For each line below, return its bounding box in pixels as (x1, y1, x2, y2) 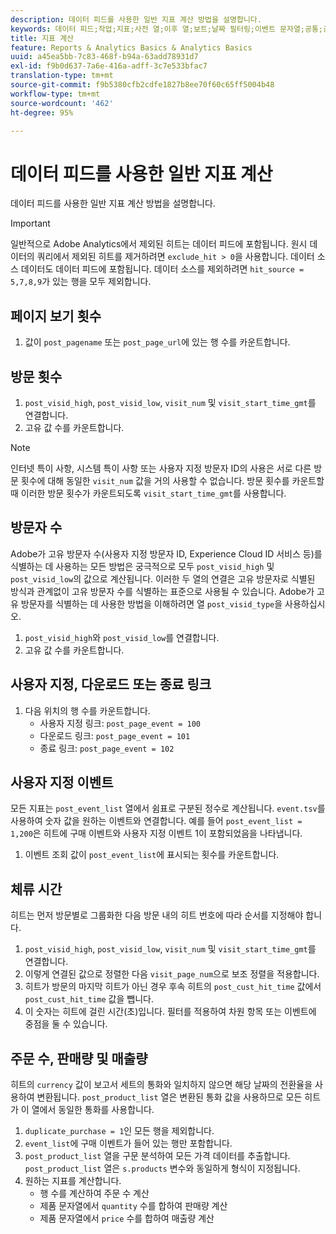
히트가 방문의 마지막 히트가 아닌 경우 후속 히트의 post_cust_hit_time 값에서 (24, 981, 322, 993)
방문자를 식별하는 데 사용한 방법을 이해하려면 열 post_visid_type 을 (20, 597, 283, 610)
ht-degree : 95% (10, 107, 74, 118)
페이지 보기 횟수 (10, 307, 102, 325)
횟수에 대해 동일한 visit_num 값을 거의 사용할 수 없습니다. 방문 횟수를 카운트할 (20, 474, 325, 486)
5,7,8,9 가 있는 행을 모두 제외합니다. (10, 276, 152, 288)
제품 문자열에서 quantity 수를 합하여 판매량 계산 (39, 1200, 228, 1211)
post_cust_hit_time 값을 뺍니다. (24, 993, 154, 1005)
